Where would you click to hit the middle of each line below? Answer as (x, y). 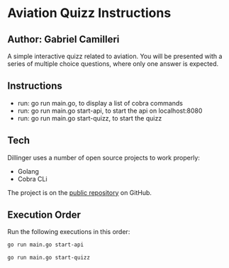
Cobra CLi (32, 179)
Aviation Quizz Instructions (89, 13)
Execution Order (44, 215)
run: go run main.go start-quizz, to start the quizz (90, 118)
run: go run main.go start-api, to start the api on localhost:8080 (110, 111)
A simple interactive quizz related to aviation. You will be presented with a (115, 56)
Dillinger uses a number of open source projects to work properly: (104, 157)
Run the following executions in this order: (69, 232)
